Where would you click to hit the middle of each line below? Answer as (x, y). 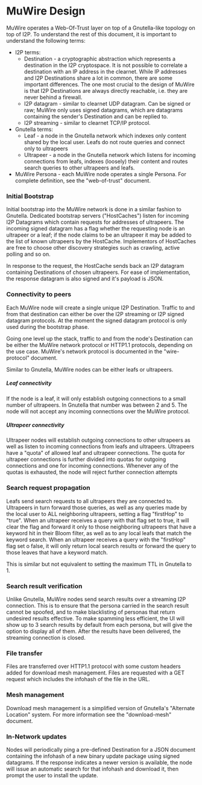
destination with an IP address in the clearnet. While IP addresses (105, 71)
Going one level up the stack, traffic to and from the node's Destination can (99, 338)
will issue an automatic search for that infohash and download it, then (93, 769)
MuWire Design (46, 11)
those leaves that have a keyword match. (57, 552)
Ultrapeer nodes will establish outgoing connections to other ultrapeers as (99, 440)
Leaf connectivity (29, 383)
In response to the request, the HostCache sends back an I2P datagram (95, 266)
